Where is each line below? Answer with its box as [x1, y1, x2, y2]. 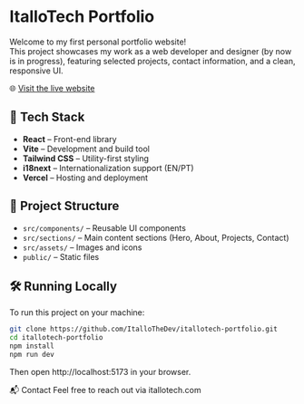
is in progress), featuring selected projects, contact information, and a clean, [9, 55, 296, 66]
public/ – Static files [22, 251, 100, 262]
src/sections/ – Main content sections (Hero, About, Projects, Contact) [22, 232, 289, 243]
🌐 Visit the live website [9, 82, 95, 93]
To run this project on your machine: [9, 307, 145, 318]
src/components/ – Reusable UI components [22, 222, 186, 233]
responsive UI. [9, 65, 64, 76]
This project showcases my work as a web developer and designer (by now [9, 45, 292, 56]
